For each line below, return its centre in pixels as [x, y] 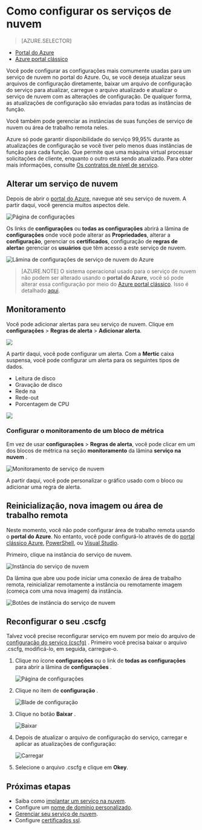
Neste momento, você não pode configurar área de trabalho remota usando [101, 530]
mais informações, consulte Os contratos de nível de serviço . [83, 165]
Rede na [25, 391]
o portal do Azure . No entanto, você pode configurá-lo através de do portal [101, 536]
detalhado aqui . [41, 290]
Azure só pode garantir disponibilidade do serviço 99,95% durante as [93, 139]
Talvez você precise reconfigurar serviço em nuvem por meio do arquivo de [101, 636]
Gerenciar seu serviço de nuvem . [57, 814]
